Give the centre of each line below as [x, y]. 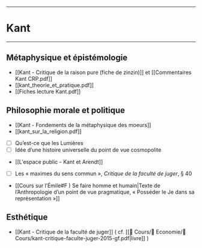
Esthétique [27, 217]
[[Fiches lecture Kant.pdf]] [48, 91]
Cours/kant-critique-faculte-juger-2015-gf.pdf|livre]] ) [82, 238]
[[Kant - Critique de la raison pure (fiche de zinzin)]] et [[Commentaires [103, 72]
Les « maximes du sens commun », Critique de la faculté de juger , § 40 [103, 173]
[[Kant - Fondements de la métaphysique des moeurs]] [83, 125]
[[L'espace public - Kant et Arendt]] [59, 162]
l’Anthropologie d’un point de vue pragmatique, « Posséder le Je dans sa [105, 192]
